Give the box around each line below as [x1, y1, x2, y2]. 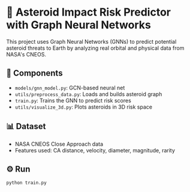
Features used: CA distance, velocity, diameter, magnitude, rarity [14, 146, 176, 154]
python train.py [6, 180, 47, 186]
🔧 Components [6, 68, 63, 79]
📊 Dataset [6, 121, 46, 131]
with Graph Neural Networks [6, 18, 151, 32]
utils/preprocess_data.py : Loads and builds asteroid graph [14, 90, 162, 98]
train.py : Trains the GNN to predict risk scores [14, 97, 132, 104]
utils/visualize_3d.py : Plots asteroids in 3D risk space [14, 103, 153, 110]
